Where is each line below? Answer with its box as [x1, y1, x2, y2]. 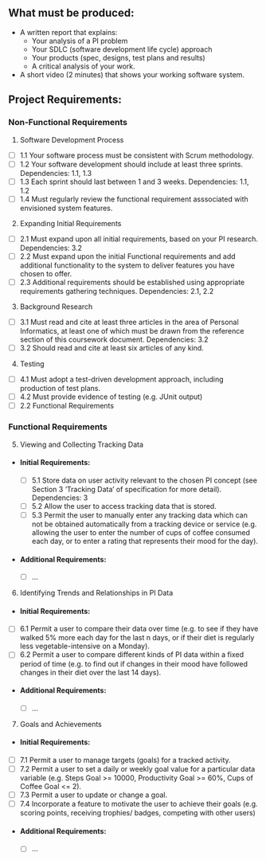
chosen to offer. [19, 268, 72, 278]
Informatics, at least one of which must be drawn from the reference [19, 326, 244, 335]
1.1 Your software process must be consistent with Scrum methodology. [19, 150, 254, 160]
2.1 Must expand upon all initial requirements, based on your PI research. [19, 234, 259, 244]
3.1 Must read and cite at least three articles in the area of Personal [19, 317, 239, 326]
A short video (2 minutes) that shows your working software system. [19, 69, 245, 79]
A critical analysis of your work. [31, 61, 135, 71]
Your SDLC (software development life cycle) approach [31, 44, 213, 54]
